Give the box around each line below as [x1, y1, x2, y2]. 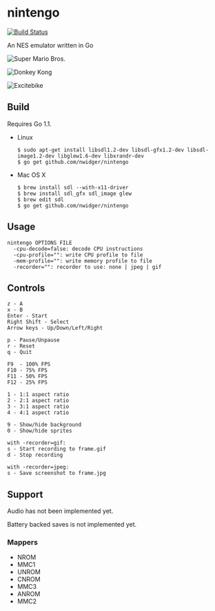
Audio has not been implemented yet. [7, 507, 114, 516]
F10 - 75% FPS [7, 367, 48, 374]
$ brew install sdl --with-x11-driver [17, 184, 129, 191]
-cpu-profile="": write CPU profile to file [13, 251, 143, 258]
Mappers [7, 538, 38, 547]
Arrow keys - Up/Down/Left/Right [7, 325, 103, 332]
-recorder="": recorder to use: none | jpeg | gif [13, 263, 162, 270]
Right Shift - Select [7, 319, 70, 326]
